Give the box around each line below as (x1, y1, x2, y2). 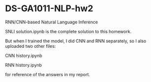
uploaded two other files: (5, 43, 56, 49)
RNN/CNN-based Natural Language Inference (5, 19, 98, 25)
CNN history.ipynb (5, 52, 43, 59)
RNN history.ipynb (5, 62, 42, 68)
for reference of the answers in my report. (5, 71, 90, 77)
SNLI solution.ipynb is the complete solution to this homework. (5, 28, 132, 34)
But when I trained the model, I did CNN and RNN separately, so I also (5, 38, 147, 44)
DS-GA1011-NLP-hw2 (5, 3, 93, 14)
